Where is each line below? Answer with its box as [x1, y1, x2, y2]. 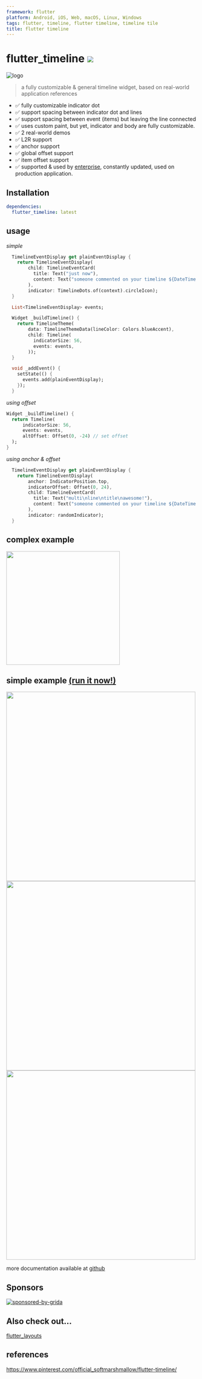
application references [21, 90, 77, 98]
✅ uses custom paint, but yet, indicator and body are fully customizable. [15, 122, 195, 130]
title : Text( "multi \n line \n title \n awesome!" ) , [33, 495, 153, 502]
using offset [6, 399, 36, 406]
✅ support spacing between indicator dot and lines [15, 108, 142, 116]
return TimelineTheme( [17, 321, 74, 327]
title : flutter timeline [6, 25, 69, 32]
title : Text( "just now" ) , [33, 271, 99, 277]
